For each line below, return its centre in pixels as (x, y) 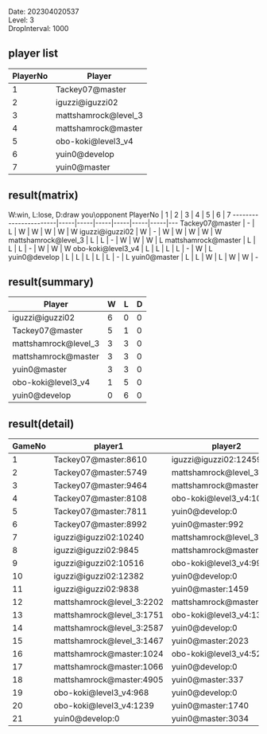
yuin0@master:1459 (210, 589)
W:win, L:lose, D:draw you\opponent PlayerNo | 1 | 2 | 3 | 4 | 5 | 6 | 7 (120, 214)
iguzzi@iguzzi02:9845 (96, 551)
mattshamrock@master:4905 (109, 680)
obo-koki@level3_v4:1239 (104, 706)
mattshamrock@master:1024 (109, 654)
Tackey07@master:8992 (101, 524)
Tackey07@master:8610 (101, 460)
